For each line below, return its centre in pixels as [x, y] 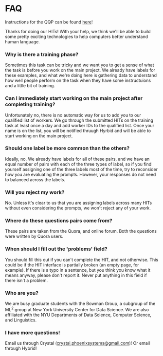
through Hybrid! [21, 348]
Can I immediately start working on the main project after [74, 98]
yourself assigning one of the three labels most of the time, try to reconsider [81, 169]
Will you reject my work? [35, 192]
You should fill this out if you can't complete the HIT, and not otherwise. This [82, 260]
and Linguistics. [21, 320]
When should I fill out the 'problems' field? [56, 249]
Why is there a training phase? [42, 54]
